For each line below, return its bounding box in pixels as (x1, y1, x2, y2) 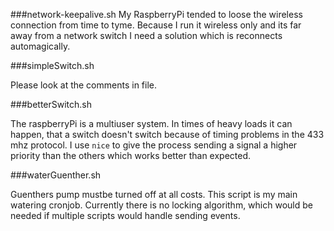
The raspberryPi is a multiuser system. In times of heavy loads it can (10, 118, 293, 129)
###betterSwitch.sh (10, 99, 93, 110)
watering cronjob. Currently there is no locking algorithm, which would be (10, 199, 313, 211)
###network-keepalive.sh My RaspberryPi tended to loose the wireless (10, 9, 303, 20)
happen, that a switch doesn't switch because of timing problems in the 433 (10, 129, 325, 140)
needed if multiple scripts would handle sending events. (10, 210, 241, 221)
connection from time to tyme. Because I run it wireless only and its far (10, 19, 302, 31)
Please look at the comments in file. (10, 79, 158, 91)
